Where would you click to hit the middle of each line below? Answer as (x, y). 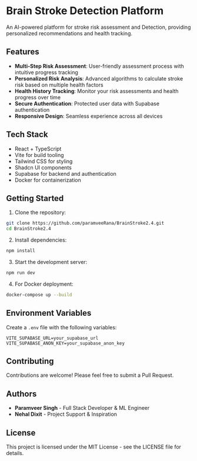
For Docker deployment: (44, 284)
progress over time (37, 97)
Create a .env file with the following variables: (61, 327)
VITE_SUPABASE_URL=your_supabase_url (52, 338)
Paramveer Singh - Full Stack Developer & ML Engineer (82, 408)
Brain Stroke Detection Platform (85, 11)
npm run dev (21, 273)
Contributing (30, 361)
